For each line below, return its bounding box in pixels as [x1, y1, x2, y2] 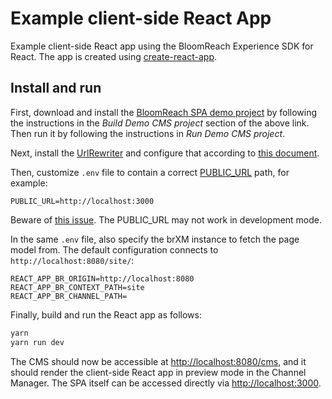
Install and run [10, 80, 102, 97]
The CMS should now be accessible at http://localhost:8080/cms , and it [10, 355, 307, 367]
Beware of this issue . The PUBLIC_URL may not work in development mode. [10, 213, 323, 226]
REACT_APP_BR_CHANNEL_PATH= [10, 291, 128, 301]
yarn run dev [10, 337, 65, 347]
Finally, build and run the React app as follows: [10, 308, 202, 321]
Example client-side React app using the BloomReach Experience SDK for [10, 40, 314, 52]
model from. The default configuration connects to [10, 243, 219, 256]
